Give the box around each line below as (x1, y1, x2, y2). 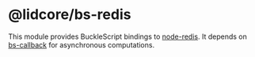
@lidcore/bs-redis (8, 6, 131, 24)
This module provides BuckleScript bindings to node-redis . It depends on (8, 32, 247, 41)
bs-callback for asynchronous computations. (8, 40, 155, 49)
